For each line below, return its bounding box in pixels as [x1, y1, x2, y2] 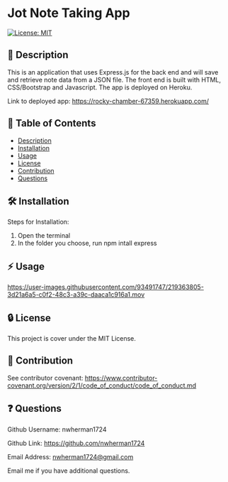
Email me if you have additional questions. [7, 466, 130, 475]
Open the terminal [17, 231, 71, 240]
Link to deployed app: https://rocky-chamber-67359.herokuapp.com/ [7, 97, 209, 105]
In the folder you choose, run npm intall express [17, 239, 157, 248]
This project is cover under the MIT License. [7, 334, 137, 342]
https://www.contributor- [84, 373, 158, 382]
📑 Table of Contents [7, 117, 96, 129]
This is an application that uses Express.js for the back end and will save [7, 67, 219, 76]
